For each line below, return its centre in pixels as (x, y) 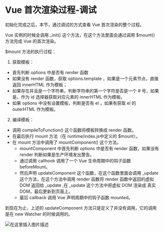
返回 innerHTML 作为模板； (40, 84)
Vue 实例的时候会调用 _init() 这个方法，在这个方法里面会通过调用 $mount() (80, 35)
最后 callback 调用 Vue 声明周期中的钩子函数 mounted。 (76, 197)
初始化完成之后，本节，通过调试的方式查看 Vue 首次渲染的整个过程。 (75, 25)
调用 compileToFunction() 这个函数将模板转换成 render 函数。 (74, 130)
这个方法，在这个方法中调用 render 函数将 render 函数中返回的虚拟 (87, 179)
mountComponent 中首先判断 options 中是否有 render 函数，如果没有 (89, 148)
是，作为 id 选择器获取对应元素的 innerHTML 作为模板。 (69, 97)
